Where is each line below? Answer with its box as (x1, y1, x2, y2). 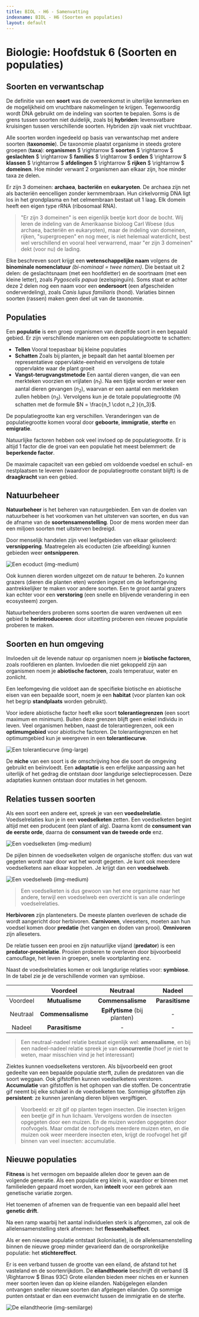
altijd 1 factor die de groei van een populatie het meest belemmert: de (6, 442, 176, 450)
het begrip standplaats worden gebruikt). (6, 698, 108, 705)
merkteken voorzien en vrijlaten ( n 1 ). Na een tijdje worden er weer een (14, 378, 187, 386)
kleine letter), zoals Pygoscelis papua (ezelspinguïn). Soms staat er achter (6, 276, 188, 283)
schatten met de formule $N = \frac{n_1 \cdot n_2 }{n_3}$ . (14, 401, 157, 408)
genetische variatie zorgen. (6, 1189, 73, 1196)
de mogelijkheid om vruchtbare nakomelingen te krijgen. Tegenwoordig (6, 103, 181, 111)
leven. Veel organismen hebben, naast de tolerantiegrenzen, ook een (6, 722, 174, 729)
